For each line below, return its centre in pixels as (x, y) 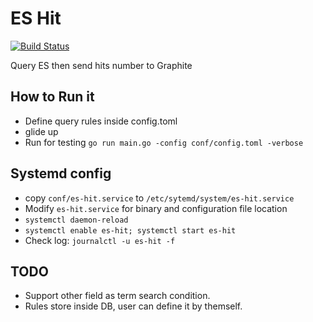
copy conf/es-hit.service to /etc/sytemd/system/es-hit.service (159, 198)
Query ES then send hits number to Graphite (101, 65)
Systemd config (61, 173)
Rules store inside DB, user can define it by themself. (133, 306)
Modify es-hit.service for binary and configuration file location (156, 208)
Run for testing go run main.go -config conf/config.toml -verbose (164, 142)
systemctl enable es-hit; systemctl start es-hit (130, 230)
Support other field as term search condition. (117, 296)
